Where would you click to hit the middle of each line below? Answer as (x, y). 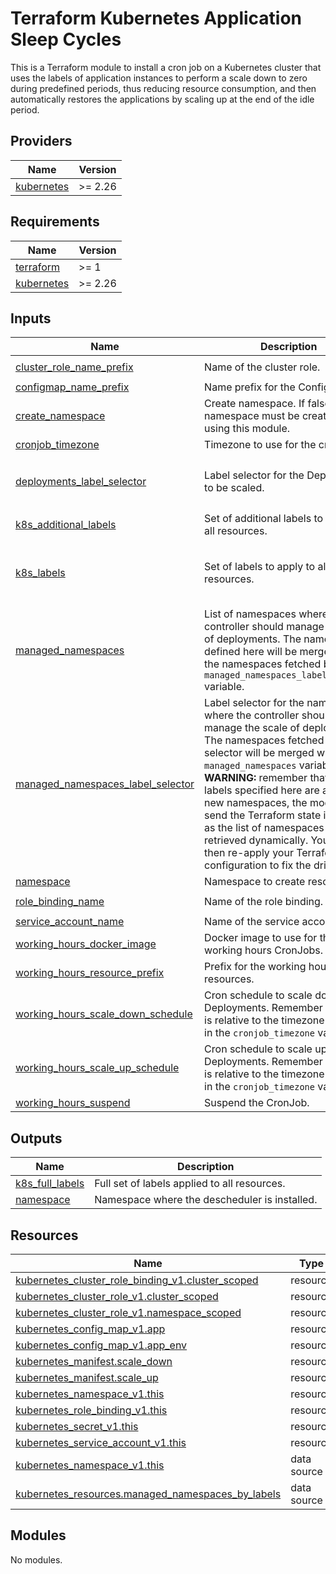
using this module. (247, 429)
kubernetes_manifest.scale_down (94, 1361)
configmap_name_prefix (72, 387)
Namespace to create (255, 882)
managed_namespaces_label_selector (105, 784)
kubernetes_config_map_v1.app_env (101, 1345)
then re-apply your (249, 853)
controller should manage (264, 627)
